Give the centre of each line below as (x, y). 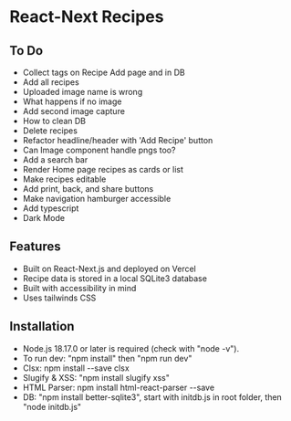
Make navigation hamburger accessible (97, 199)
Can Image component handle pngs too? (99, 150)
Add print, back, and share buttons (88, 189)
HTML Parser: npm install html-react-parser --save (119, 387)
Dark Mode (44, 218)
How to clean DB (54, 121)
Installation (42, 326)
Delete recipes (50, 131)
